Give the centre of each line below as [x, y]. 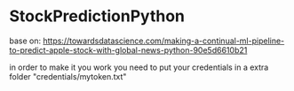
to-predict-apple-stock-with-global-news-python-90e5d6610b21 [128, 49]
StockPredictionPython [97, 16]
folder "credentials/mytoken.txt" [68, 76]
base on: [25, 41]
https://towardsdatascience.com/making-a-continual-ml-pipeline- [164, 41]
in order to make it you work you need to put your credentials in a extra [139, 67]
